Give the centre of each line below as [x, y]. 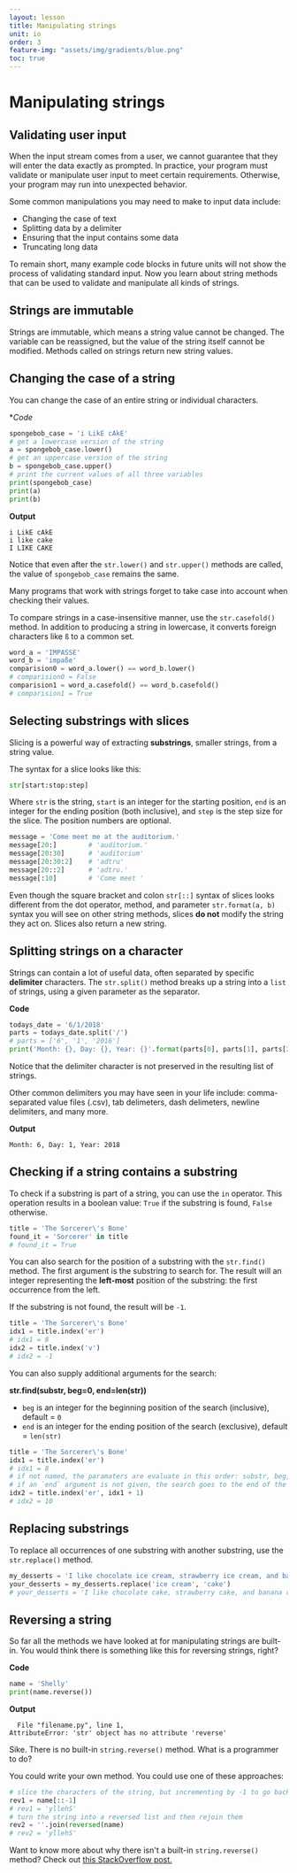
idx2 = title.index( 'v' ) [55, 1348]
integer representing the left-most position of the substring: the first [133, 1281]
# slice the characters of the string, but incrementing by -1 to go [140, 1792]
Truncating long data [60, 247]
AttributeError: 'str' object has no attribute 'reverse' [118, 1733]
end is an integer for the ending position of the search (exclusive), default [155, 1426]
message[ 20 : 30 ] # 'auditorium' [76, 854]
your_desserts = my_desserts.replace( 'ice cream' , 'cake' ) [120, 1584]
